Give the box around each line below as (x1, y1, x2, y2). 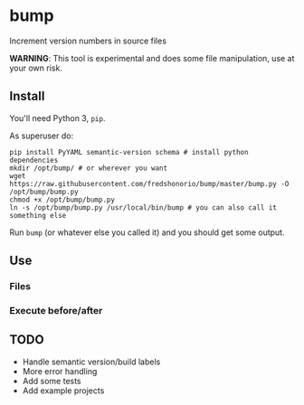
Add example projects (22, 385, 105, 396)
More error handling (22, 365, 98, 376)
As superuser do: (9, 130, 74, 141)
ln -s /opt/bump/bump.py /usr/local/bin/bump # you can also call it (9, 202, 278, 212)
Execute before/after (9, 304, 103, 316)
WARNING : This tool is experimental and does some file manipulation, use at (9, 52, 295, 63)
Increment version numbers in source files (9, 35, 167, 46)
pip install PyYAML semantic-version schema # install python (9, 147, 249, 156)
